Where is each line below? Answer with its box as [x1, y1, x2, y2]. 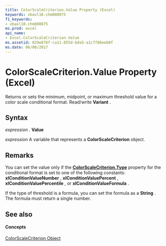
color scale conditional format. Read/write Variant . [5, 99, 111, 105]
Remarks [5, 151, 34, 160]
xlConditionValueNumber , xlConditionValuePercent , [5, 175, 119, 181]
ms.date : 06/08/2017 [5, 45, 49, 50]
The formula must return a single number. [5, 195, 91, 201]
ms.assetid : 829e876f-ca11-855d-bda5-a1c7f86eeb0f [5, 40, 113, 45]
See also [5, 210, 33, 218]
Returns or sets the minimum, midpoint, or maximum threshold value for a [5, 93, 157, 99]
